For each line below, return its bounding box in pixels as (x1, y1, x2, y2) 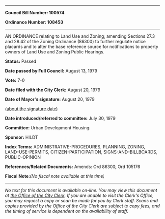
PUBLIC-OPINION (5, 154, 41, 160)
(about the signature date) (5, 106, 58, 112)
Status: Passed (5, 58, 37, 64)
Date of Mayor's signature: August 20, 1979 (5, 97, 95, 102)
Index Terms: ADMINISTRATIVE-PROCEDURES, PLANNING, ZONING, (5, 144, 146, 149)
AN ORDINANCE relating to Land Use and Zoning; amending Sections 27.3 (5, 33, 155, 39)
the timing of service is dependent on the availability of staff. (5, 208, 129, 214)
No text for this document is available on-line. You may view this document (5, 187, 157, 193)
